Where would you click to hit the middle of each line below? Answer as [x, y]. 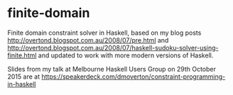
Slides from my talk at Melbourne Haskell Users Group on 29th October [112, 69]
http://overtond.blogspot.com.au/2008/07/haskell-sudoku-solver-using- [113, 47]
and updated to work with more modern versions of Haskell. [126, 55]
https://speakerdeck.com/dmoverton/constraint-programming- [134, 77]
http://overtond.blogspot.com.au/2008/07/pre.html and [88, 40]
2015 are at [24, 77]
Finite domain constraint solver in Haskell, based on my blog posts [104, 33]
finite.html [22, 55]
